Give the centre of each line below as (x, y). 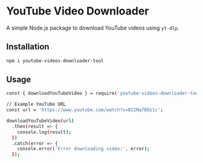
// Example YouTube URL (36, 104)
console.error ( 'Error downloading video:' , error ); (83, 149)
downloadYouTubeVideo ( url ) (40, 121)
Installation (28, 47)
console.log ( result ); (44, 132)
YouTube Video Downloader (78, 11)
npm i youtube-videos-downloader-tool (55, 61)
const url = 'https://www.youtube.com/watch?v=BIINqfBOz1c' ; (85, 110)
